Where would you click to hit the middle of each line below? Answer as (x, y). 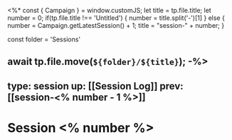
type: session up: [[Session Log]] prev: (95, 86)
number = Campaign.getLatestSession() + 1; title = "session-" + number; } (116, 25)
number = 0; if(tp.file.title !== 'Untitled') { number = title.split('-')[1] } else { (116, 18)
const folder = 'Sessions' (44, 39)
